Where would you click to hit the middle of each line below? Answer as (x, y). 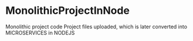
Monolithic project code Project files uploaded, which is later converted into (96, 27)
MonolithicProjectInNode (68, 11)
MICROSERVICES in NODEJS (40, 32)
